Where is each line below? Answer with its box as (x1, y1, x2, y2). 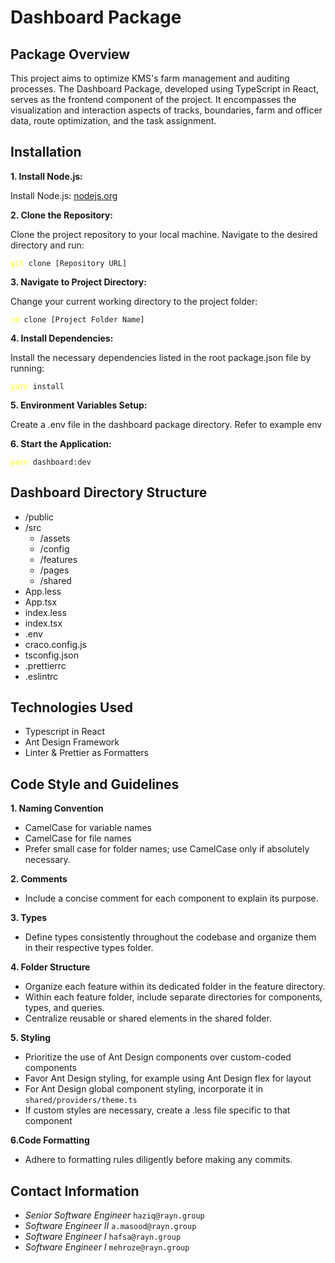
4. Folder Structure (10, 961, 91, 973)
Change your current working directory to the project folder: (10, 295, 258, 307)
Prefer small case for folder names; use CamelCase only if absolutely (24, 843, 310, 855)
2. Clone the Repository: (10, 209, 114, 221)
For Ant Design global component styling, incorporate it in (24, 1083, 264, 1095)
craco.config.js (24, 638, 87, 650)
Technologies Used (10, 699, 133, 716)
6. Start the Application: (10, 437, 112, 450)
